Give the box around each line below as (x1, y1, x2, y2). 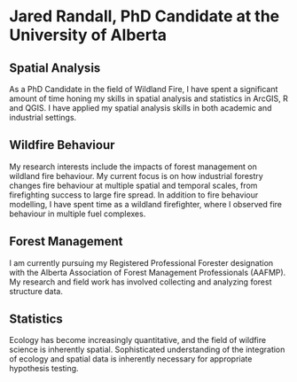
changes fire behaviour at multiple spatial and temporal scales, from (9, 180, 258, 191)
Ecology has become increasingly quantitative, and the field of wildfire (9, 335, 267, 346)
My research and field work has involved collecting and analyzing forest (9, 277, 272, 287)
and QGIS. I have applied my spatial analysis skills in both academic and (9, 103, 272, 113)
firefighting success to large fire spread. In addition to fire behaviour (9, 189, 259, 200)
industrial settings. (9, 113, 77, 122)
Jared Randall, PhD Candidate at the (9, 6, 280, 27)
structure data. (9, 285, 64, 296)
